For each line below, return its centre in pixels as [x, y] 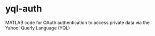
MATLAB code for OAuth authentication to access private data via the [77, 22]
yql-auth [24, 9]
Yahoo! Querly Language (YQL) [38, 27]
